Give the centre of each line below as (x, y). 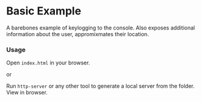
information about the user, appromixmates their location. (78, 34)
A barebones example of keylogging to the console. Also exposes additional (101, 28)
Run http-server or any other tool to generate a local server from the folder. (101, 86)
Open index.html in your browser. (48, 63)
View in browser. (27, 93)
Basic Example (44, 11)
